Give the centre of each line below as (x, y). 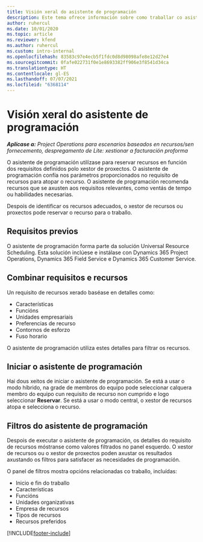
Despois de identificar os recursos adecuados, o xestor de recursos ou (95, 206)
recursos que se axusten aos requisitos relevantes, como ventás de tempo (99, 188)
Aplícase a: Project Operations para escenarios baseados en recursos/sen (101, 144)
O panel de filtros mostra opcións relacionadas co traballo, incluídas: (92, 471)
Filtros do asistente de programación (77, 426)
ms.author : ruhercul (33, 46)
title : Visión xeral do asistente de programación (72, 12)
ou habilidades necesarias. (40, 194)
